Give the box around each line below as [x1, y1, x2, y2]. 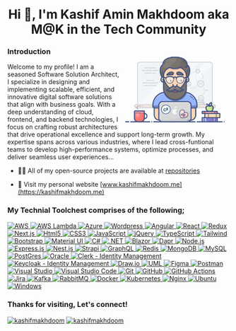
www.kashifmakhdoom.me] [102, 180, 182, 189]
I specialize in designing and [7, 78, 90, 86]
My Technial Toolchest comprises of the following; [7, 205, 185, 215]
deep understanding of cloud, [7, 108, 94, 116]
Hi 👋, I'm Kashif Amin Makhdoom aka [8, 6, 230, 23]
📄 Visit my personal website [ [17, 180, 102, 189]
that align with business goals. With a [7, 100, 116, 109]
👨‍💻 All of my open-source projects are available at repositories [17, 166, 200, 175]
